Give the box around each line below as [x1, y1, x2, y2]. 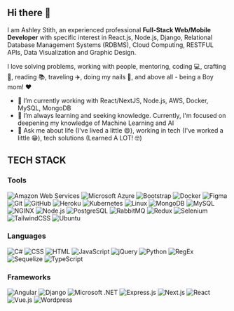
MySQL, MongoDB [17, 103, 71, 112]
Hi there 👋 [7, 7, 51, 19]
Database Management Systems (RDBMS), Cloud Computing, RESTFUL [7, 40, 214, 49]
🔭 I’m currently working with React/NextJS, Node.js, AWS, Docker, [17, 96, 209, 105]
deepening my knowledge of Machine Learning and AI [17, 119, 174, 127]
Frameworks [7, 272, 51, 282]
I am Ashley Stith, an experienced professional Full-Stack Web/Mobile [7, 25, 212, 34]
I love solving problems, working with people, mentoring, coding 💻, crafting [7, 62, 226, 70]
